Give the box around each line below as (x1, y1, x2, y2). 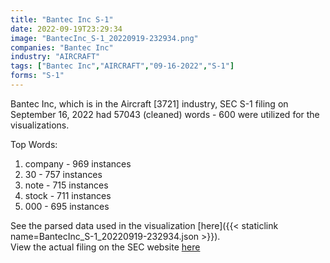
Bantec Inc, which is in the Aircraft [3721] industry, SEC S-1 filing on (10, 97, 289, 110)
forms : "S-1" (10, 71, 65, 81)
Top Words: (10, 138, 58, 150)
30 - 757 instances (24, 168, 103, 180)
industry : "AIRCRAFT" (10, 52, 101, 62)
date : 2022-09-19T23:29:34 (10, 24, 123, 34)
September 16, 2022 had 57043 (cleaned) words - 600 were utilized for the (10, 108, 320, 120)
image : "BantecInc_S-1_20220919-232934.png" (10, 33, 199, 43)
